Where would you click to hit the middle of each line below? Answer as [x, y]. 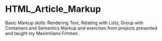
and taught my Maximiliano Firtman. [42, 33]
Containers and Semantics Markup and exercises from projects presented [81, 28]
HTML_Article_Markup [53, 9]
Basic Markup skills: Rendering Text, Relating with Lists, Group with [74, 23]
